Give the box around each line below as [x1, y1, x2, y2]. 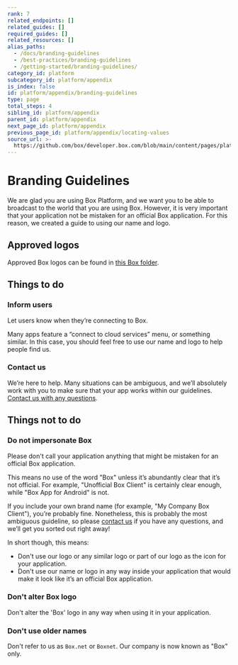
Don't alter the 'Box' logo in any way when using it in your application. [7, 608, 211, 617]
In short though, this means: [7, 538, 90, 547]
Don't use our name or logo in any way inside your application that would [17, 566, 232, 575]
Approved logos [7, 239, 80, 252]
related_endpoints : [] [7, 17, 74, 24]
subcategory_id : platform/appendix [7, 76, 113, 84]
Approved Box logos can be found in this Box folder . [7, 258, 159, 267]
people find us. [7, 345, 52, 353]
